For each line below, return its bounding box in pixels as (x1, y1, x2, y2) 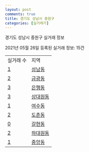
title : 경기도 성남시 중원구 (5, 16, 55, 21)
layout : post (5, 7, 31, 12)
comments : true (5, 12, 36, 17)
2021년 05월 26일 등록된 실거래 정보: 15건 (5, 45, 85, 51)
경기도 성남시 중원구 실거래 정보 (5, 34, 65, 40)
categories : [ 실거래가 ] (5, 20, 49, 26)
